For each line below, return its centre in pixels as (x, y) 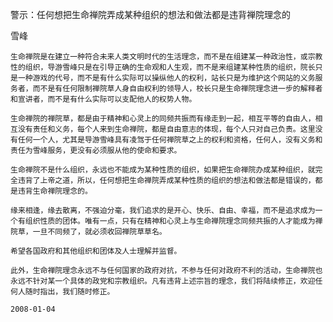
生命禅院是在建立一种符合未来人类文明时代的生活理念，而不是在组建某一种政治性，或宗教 (166, 57)
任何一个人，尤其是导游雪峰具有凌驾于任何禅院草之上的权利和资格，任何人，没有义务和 (170, 140)
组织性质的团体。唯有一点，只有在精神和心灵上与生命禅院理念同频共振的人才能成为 (170, 221)
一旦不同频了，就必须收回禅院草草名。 (99, 232)
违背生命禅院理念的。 (55, 191)
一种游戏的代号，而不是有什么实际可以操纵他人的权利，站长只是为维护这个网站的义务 (166, 78)
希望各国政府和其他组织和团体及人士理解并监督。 (96, 251)
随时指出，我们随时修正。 (69, 292)
